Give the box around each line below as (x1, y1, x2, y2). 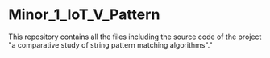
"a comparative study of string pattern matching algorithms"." (8, 40, 213, 49)
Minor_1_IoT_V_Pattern (8, 6, 160, 24)
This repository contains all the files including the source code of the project (8, 32, 262, 41)
